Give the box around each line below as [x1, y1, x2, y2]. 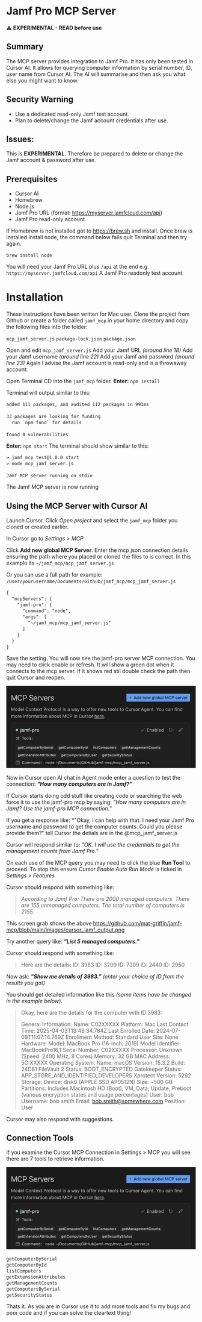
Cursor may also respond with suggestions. [6, 1115, 114, 1123]
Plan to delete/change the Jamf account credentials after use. [14, 116, 168, 124]
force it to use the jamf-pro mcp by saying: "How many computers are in [6, 798, 186, 806]
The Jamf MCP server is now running [6, 483, 99, 490]
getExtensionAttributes [6, 1274, 66, 1280]
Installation [6, 290, 64, 304]
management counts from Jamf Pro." [6, 847, 99, 854]
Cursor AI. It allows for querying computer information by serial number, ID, [6, 64, 192, 71]
